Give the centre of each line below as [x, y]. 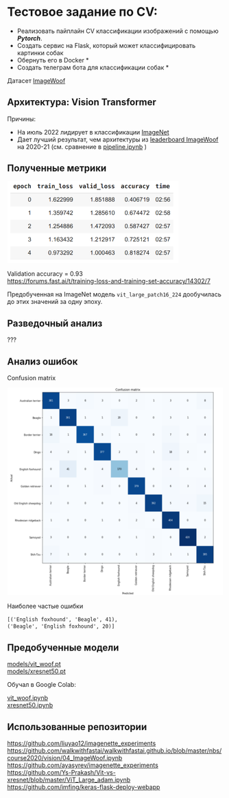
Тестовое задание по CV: [82, 12]
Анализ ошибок [43, 361]
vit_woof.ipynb [28, 698]
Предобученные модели [63, 647]
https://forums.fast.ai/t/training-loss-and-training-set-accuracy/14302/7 [109, 281]
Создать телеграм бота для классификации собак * [93, 67]
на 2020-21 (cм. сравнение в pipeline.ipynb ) [82, 146]
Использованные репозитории [77, 727]
